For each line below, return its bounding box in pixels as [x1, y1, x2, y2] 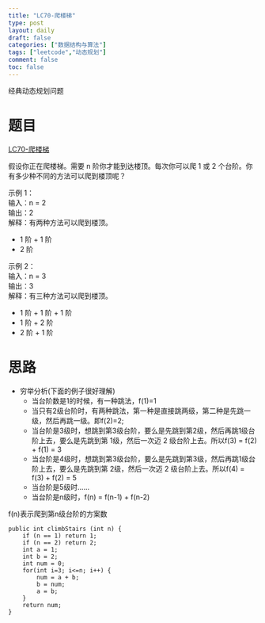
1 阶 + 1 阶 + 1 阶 [19, 308, 73, 317]
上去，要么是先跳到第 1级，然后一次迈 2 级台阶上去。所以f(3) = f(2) [38, 435, 257, 445]
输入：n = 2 [8, 197, 46, 207]
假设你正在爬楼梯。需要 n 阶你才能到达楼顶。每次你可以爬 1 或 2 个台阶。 [8, 161, 247, 170]
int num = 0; [22, 560, 66, 568]
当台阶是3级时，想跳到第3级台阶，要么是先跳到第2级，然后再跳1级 [31, 426, 249, 435]
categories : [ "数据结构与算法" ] [8, 41, 107, 49]
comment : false [8, 56, 59, 64]
